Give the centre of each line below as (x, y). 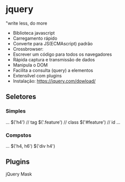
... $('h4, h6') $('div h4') (30, 146)
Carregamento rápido (35, 38)
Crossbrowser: (28, 49)
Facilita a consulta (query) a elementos (53, 70)
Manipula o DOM (30, 65)
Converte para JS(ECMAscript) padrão (53, 43)
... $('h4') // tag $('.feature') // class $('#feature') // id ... (63, 122)
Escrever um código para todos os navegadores (62, 54)
